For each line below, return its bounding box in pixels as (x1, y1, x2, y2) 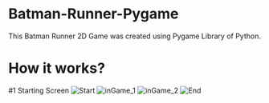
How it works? (8, 59, 106, 77)
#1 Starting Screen (8, 85, 70, 95)
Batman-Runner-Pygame (8, 5, 179, 23)
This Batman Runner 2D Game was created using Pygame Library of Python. (8, 31, 261, 41)
